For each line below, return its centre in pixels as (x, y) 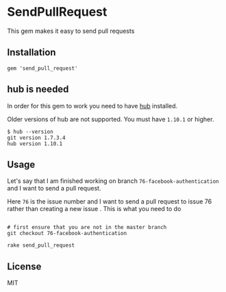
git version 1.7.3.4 (37, 138)
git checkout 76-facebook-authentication (67, 234)
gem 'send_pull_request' (42, 68)
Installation (32, 52)
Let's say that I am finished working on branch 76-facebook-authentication (113, 181)
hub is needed (38, 89)
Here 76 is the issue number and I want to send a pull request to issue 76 (110, 202)
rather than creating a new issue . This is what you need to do (94, 209)
